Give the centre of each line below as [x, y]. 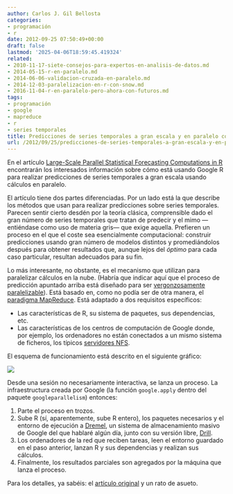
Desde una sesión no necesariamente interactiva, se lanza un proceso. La [113, 383]
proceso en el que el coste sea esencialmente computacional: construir [109, 235]
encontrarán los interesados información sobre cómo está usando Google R [115, 170]
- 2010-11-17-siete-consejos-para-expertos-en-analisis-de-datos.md [108, 65]
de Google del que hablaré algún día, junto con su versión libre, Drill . [115, 433]
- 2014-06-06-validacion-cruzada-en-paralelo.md [79, 78]
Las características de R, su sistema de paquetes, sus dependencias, [116, 314]
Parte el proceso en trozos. [56, 411]
